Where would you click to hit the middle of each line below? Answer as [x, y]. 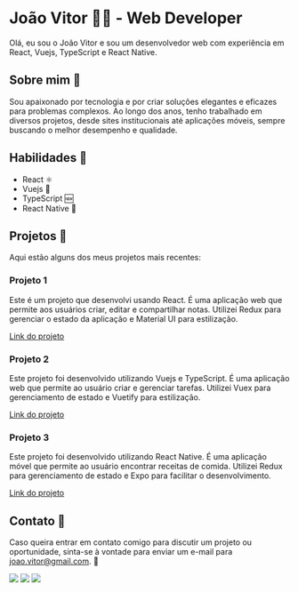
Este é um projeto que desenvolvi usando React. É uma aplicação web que [146, 300]
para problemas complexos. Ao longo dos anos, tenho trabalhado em [136, 111]
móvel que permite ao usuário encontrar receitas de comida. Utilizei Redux [146, 467]
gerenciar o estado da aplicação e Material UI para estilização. [124, 318]
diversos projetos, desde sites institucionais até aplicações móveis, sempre [147, 120]
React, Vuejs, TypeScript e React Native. [83, 52]
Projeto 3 [29, 437]
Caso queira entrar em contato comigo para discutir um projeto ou [130, 542]
